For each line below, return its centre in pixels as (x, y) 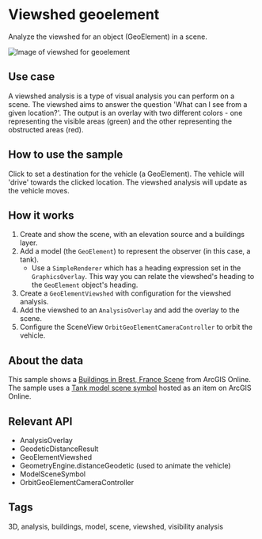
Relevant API (40, 421)
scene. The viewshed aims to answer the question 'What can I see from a (128, 104)
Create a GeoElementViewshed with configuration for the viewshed (125, 293)
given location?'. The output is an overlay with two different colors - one (125, 113)
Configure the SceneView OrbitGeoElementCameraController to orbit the (136, 327)
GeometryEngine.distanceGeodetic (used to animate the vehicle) (125, 466)
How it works (41, 215)
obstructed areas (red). (46, 129)
